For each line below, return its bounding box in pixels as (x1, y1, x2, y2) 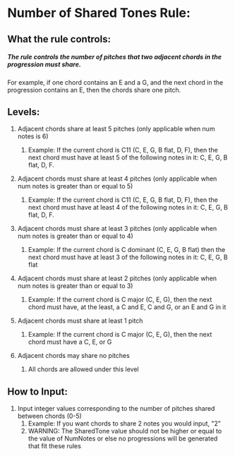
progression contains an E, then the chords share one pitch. (7, 85, 181, 94)
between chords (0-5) (17, 412, 83, 421)
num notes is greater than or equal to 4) (17, 232, 134, 241)
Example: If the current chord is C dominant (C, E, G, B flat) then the (28, 246, 226, 254)
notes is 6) (17, 132, 49, 140)
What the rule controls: (7, 33, 112, 45)
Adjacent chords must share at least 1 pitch (17, 316, 143, 325)
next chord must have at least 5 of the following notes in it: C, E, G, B (28, 153, 228, 162)
